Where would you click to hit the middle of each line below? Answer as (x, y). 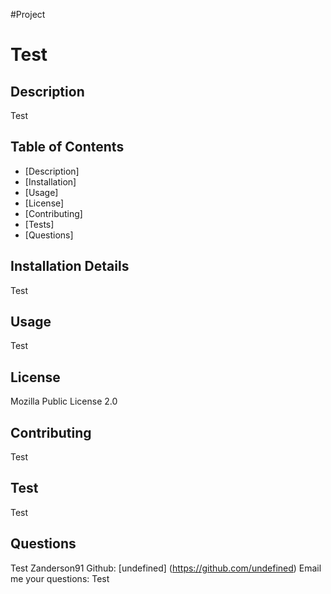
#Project (28, 14)
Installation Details (70, 266)
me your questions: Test (60, 578)
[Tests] (39, 224)
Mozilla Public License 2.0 (64, 401)
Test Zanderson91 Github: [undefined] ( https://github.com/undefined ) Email (166, 568)
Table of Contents (67, 147)
